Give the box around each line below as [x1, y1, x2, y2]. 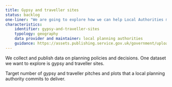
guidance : [14, 41, 36, 46]
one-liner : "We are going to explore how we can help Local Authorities [5, 17, 164, 22]
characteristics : [5, 21, 42, 27]
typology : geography [14, 31, 58, 36]
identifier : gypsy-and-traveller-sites [14, 27, 100, 32]
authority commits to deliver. [5, 75, 66, 82]
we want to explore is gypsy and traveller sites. [5, 60, 104, 67]
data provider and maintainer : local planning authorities [14, 36, 143, 41]
